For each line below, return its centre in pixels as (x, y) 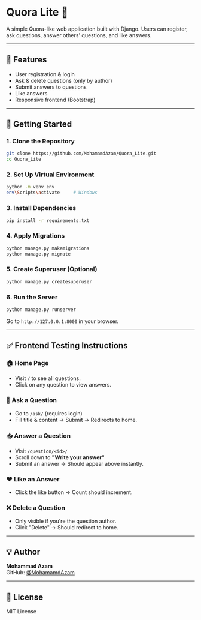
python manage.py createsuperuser (49, 281)
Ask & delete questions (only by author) (63, 80)
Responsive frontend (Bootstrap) (55, 100)
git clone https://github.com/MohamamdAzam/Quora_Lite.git (81, 154)
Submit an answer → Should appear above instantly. (79, 464)
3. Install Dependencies (41, 208)
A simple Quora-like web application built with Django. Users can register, (97, 29)
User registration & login (45, 74)
